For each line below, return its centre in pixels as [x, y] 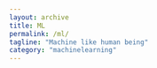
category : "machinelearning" [63, 50]
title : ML [27, 26]
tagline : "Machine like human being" [79, 42]
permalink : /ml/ [39, 34]
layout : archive [39, 17]
